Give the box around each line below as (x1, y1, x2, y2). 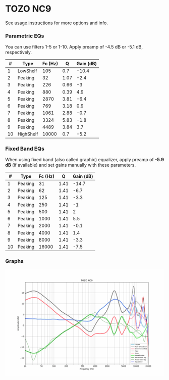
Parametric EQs (5, 32, 44, 39)
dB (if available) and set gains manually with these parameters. (5, 162, 136, 168)
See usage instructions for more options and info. (5, 20, 108, 26)
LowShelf (17, 68, 37, 74)
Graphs (5, 258, 24, 265)
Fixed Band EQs (5, 145, 44, 152)
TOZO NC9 (5, 3, 51, 15)
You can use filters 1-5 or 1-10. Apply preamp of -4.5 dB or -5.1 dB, (5, 44, 143, 50)
